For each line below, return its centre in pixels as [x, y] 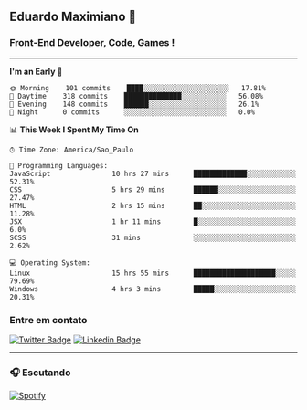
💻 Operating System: [50, 263]
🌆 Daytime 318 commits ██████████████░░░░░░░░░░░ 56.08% [136, 96]
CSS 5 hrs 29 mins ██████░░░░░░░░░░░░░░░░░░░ [153, 189]
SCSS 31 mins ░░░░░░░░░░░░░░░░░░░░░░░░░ [153, 237]
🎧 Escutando [40, 373]
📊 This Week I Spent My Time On [74, 130]
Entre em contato [48, 320]
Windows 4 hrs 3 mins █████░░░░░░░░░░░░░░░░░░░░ [153, 289]
